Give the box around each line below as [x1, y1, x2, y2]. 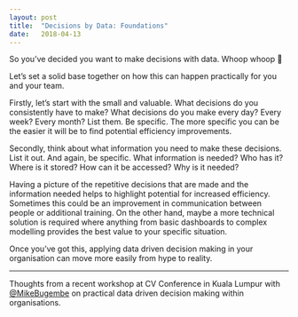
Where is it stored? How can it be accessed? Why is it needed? [9, 162, 239, 173]
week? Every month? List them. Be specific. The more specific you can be [9, 116, 279, 127]
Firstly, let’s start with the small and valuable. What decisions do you [9, 98, 259, 108]
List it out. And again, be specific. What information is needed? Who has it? [9, 153, 284, 163]
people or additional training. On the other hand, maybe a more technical [9, 208, 275, 218]
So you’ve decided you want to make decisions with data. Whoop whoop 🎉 [9, 54, 283, 65]
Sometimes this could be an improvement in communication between [9, 198, 263, 209]
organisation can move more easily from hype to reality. [9, 253, 213, 264]
